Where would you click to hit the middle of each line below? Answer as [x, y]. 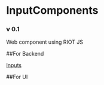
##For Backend [25, 54]
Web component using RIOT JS [45, 42]
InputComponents [52, 10]
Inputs [14, 65]
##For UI [17, 77]
